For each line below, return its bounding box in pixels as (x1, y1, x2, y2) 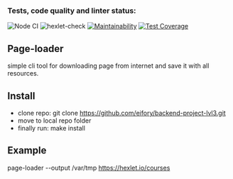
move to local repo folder (17, 116, 92, 125)
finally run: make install (17, 123, 85, 132)
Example (7, 145, 47, 157)
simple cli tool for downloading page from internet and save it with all (7, 61, 210, 70)
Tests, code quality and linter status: (7, 6, 136, 16)
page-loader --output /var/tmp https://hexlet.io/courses (7, 163, 170, 172)
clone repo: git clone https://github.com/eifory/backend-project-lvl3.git (17, 108, 226, 117)
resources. (7, 69, 39, 78)
